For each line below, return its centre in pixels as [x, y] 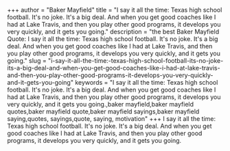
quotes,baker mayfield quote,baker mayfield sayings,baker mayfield [103, 111]
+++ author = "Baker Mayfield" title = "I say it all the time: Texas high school [115, 10]
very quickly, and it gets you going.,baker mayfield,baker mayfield [101, 104]
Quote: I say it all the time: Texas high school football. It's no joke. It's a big [113, 39]
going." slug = [27, 60]
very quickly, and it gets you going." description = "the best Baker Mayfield [113, 31]
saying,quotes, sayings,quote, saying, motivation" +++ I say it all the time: [112, 119]
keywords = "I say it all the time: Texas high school [147, 82]
